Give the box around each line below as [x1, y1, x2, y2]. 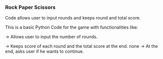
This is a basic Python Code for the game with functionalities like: [5, 24, 138, 30]
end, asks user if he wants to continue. [5, 48, 84, 55]
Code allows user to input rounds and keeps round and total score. [5, 15, 141, 21]
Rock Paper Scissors [5, 4, 56, 11]
